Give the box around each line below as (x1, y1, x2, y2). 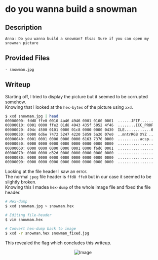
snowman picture (5, 41, 39, 45)
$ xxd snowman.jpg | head (5, 114, 58, 119)
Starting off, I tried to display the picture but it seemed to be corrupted (5, 93, 148, 99)
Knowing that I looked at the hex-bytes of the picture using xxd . (5, 104, 133, 110)
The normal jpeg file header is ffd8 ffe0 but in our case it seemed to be (5, 174, 152, 180)
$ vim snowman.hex (5, 217, 43, 222)
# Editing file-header (5, 213, 52, 217)
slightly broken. (5, 179, 37, 185)
